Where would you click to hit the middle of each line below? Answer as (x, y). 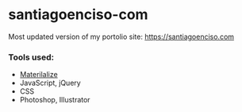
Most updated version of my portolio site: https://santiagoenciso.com (121, 37)
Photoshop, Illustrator (55, 100)
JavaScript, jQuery (50, 83)
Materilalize (38, 75)
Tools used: (31, 57)
